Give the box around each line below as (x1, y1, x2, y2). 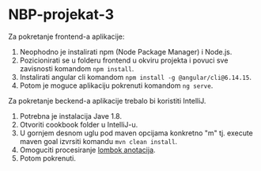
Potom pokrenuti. (19, 153, 77, 163)
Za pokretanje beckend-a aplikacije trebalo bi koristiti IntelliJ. (8, 96, 206, 105)
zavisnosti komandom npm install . (19, 63, 134, 73)
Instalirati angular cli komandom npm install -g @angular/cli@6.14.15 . (19, 72, 252, 82)
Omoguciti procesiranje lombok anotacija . (19, 145, 156, 154)
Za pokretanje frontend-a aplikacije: (8, 32, 125, 41)
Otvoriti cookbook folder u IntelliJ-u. (19, 120, 138, 129)
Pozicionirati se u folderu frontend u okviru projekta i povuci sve (19, 55, 229, 65)
